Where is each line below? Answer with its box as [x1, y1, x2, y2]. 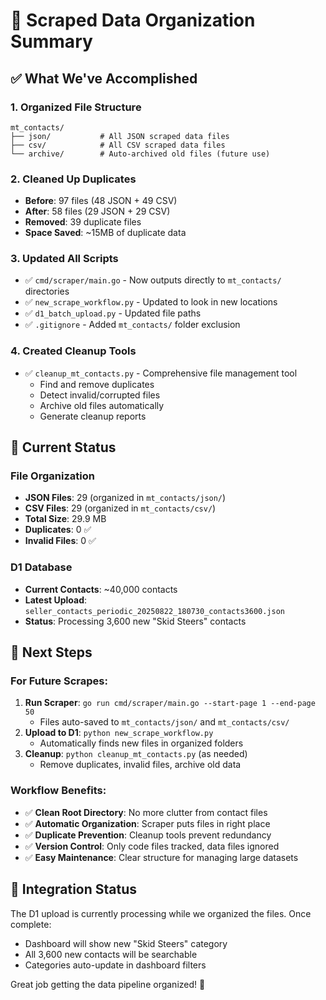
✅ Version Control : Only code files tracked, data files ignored [24, 840, 280, 852]
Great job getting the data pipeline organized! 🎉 [10, 978, 206, 990]
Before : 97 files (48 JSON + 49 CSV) [24, 195, 178, 207]
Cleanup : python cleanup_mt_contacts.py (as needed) [24, 748, 248, 760]
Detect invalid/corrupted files [39, 389, 161, 401]
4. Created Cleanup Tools [10, 344, 137, 358]
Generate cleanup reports [39, 410, 147, 422]
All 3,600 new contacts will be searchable [24, 948, 198, 960]
